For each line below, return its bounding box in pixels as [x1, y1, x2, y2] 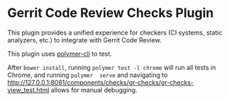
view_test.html [7, 85, 50, 94]
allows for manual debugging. [50, 85, 138, 94]
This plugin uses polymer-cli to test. [7, 49, 112, 58]
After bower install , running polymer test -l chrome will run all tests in [7, 63, 216, 71]
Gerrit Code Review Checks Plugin [7, 5, 214, 21]
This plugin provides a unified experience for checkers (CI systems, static [7, 28, 223, 37]
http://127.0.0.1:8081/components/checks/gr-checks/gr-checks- [7, 78, 194, 86]
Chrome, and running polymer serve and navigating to [7, 71, 168, 79]
